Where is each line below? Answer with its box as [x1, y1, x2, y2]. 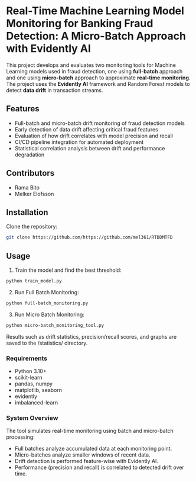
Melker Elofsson [14, 190, 54, 197]
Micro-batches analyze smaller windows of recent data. [14, 451, 151, 458]
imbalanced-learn [14, 399, 58, 406]
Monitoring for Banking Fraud [6, 17, 153, 30]
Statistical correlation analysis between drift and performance [14, 144, 165, 152]
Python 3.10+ [14, 367, 47, 374]
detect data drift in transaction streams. [6, 86, 103, 94]
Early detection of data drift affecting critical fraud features [14, 126, 158, 133]
